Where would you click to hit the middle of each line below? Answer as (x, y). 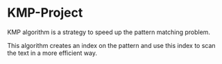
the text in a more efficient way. (52, 53)
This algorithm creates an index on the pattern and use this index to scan (112, 45)
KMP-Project (45, 13)
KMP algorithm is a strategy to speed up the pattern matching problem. (109, 32)
